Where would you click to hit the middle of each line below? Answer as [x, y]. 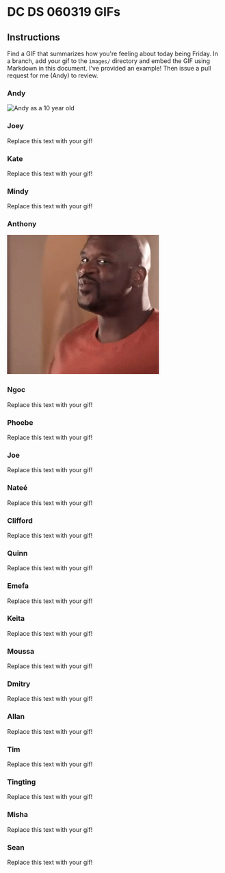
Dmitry [19, 684]
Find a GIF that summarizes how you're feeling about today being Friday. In [113, 53]
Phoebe [20, 422]
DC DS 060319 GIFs [64, 12]
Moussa [21, 651]
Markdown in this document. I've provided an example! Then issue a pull [109, 68]
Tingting [22, 782]
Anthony [22, 224]
